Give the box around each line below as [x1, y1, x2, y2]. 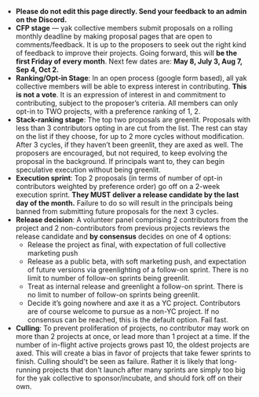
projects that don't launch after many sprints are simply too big [42, 365, 246, 374]
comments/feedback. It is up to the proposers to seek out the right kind [15, 40, 247, 49]
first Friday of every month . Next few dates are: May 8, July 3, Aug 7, [15, 56, 243, 66]
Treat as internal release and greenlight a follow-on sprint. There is [27, 282, 243, 291]
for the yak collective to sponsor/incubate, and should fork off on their [15, 373, 243, 383]
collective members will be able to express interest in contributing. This [15, 82, 247, 91]
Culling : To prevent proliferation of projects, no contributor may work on [15, 323, 250, 333]
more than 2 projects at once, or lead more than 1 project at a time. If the [15, 332, 250, 341]
